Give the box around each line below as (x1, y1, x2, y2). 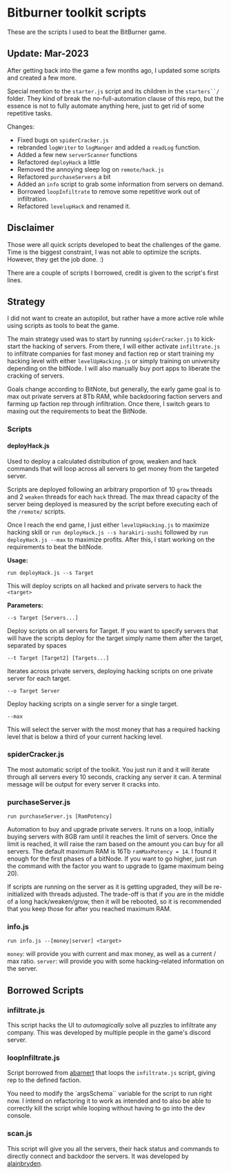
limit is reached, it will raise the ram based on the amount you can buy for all (7, 840, 224, 848)
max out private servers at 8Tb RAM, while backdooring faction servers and (7, 392, 223, 401)
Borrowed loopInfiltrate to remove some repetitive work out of (17, 187, 201, 195)
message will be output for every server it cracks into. (7, 780, 161, 788)
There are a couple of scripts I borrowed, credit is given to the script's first (7, 268, 219, 277)
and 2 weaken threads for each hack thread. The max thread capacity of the (7, 493, 219, 501)
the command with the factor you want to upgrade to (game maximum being (7, 862, 224, 870)
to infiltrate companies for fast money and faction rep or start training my (7, 349, 214, 358)
